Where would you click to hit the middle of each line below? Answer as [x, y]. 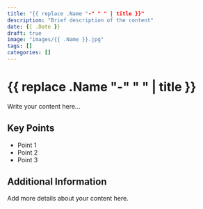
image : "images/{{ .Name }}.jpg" [56, 40]
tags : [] [20, 46]
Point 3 [27, 160]
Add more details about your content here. [68, 199]
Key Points [31, 129]
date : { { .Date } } [34, 26]
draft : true [24, 33]
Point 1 [27, 145]
